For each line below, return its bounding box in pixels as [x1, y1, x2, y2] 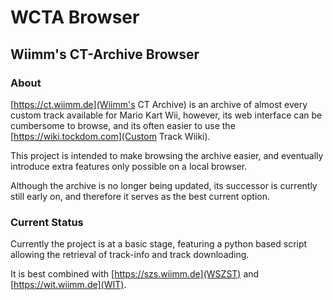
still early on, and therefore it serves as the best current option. [10, 190, 271, 202]
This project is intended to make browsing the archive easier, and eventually [10, 149, 324, 161]
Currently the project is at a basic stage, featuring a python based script [10, 238, 308, 250]
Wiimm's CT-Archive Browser [10, 46, 200, 63]
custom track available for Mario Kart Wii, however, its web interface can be [10, 109, 323, 121]
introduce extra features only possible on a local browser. [10, 160, 248, 172]
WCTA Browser [10, 6, 140, 29]
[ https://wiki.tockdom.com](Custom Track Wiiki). [10, 130, 211, 142]
